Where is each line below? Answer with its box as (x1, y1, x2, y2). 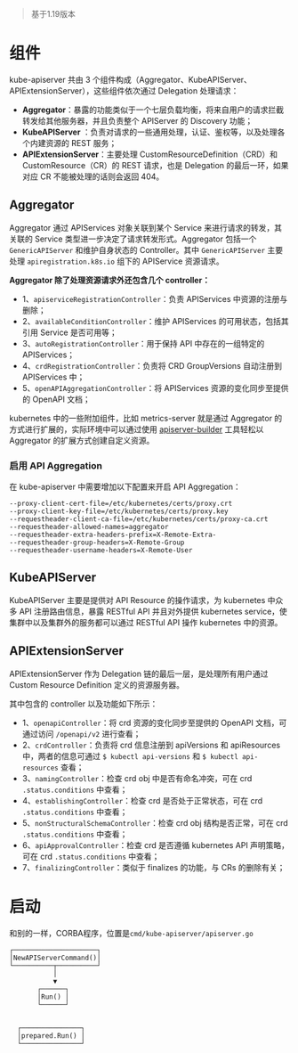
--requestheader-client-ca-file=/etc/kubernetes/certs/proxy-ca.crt (9, 515, 269, 524)
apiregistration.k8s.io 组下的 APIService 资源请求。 (26, 256, 224, 266)
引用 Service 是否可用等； (21, 327, 117, 338)
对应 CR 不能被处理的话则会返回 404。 (21, 171, 165, 182)
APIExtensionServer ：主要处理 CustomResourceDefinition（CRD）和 (21, 149, 278, 159)
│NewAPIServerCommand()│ (9, 953, 101, 962)
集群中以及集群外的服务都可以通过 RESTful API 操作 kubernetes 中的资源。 (9, 616, 283, 627)
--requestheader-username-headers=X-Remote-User (9, 546, 193, 555)
